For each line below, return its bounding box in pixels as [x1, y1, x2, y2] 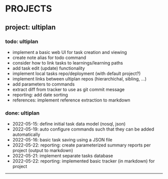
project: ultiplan [5, 23, 56, 31]
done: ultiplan [5, 109, 40, 116]
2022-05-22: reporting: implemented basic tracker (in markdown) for [12, 158, 155, 164]
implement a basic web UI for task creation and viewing [12, 49, 127, 55]
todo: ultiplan [5, 38, 38, 45]
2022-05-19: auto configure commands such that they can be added [12, 126, 154, 132]
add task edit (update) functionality [12, 65, 85, 71]
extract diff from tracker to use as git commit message [12, 86, 125, 92]
